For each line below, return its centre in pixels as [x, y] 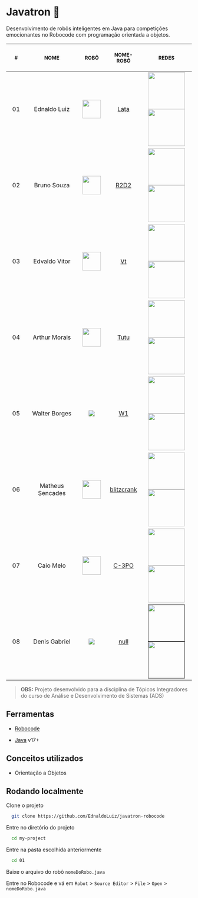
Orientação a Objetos [40, 773]
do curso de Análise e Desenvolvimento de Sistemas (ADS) [92, 695]
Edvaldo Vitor [52, 261]
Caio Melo [52, 565]
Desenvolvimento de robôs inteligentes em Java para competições [87, 28]
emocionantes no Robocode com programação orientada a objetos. [88, 34]
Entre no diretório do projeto [40, 828]
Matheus [52, 486]
